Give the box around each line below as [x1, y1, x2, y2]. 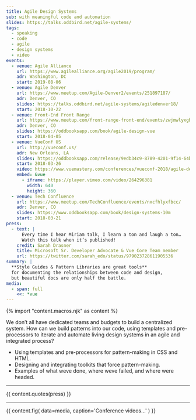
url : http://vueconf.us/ [16, 144, 77, 150]
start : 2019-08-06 [16, 80, 61, 85]
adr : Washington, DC [16, 74, 66, 80]
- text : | [11, 226, 35, 232]
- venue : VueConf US [11, 139, 61, 145]
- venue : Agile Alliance [11, 63, 72, 69]
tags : [6, 25, 19, 31]
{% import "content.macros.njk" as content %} [6, 308, 118, 315]
